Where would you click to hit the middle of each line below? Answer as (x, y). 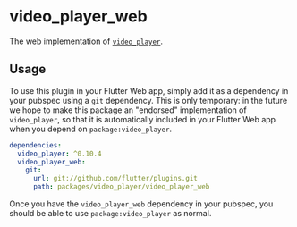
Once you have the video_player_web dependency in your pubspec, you (141, 204)
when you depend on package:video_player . (91, 129)
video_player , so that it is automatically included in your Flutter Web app (142, 119)
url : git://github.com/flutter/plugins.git (115, 179)
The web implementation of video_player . (86, 41)
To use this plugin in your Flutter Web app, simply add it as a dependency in (149, 90)
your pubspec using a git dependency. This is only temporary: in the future (148, 100)
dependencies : (36, 145)
